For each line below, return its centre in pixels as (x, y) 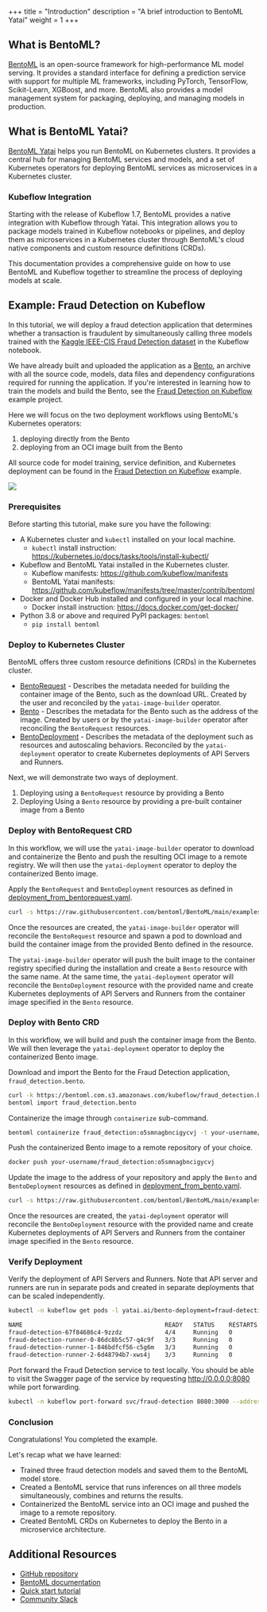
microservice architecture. (63, 1529)
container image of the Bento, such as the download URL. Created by (133, 694)
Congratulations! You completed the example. (83, 1439)
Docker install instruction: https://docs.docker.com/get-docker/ (135, 607)
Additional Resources (62, 1554)
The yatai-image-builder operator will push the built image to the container (132, 959)
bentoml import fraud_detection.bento (72, 1103)
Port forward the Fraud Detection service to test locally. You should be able (131, 1370)
